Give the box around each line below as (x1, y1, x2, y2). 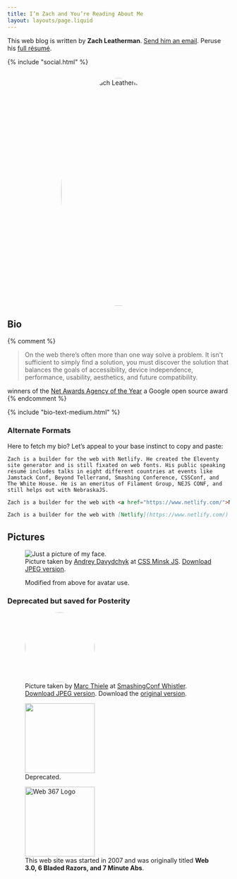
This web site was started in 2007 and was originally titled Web (25, 856, 209, 865)
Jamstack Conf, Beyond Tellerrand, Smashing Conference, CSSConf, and (7, 474, 219, 481)
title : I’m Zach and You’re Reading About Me (7, 10, 143, 18)
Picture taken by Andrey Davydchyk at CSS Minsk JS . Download (25, 558, 212, 566)
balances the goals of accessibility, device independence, (24, 365, 193, 374)
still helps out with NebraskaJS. (7, 486, 109, 493)
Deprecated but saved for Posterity (7, 596, 130, 606)
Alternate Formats (7, 425, 71, 435)
